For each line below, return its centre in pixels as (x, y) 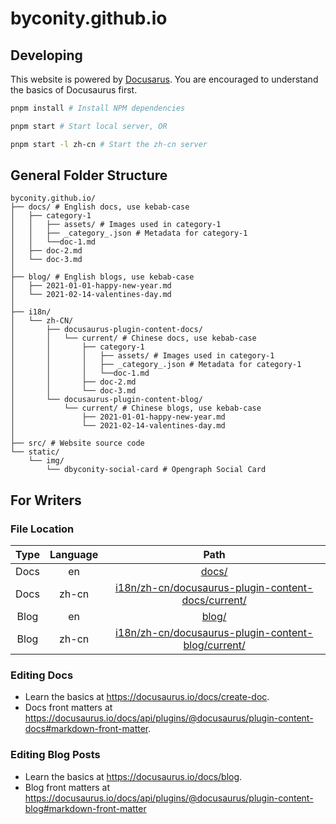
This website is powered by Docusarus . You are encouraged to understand (164, 79)
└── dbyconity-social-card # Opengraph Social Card (156, 470)
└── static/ (35, 452)
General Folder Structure (89, 175)
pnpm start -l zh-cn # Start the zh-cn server (109, 144)
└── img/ (46, 461)
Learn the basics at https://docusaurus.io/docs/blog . (133, 776)
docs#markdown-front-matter (86, 729)
